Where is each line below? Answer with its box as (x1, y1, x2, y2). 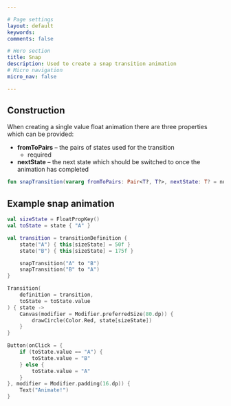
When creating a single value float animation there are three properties (7, 123, 208, 131)
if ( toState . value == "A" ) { (19, 348, 103, 355)
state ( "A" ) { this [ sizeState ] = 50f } (19, 241, 131, 248)
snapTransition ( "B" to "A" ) (19, 266, 100, 273)
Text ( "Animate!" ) (19, 387, 69, 394)
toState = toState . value (19, 297, 91, 304)
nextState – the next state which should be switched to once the (16, 158, 201, 166)
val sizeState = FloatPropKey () (7, 216, 100, 223)
